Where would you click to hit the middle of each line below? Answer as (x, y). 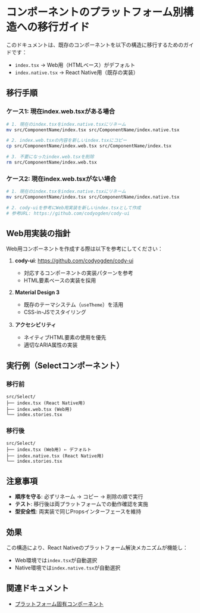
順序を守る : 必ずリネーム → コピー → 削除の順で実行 (79, 497)
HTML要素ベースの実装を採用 (60, 280)
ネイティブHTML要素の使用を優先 (65, 338)
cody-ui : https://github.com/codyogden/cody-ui (74, 261)
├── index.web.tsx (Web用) (39, 410)
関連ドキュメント (37, 588)
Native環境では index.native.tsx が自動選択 (68, 568)
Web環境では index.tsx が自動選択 (56, 561)
